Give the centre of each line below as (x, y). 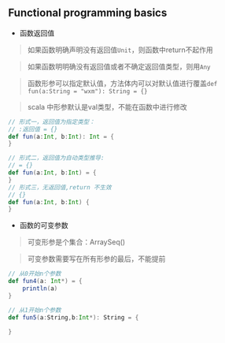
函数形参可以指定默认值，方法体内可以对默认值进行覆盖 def (122, 83)
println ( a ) (40, 289)
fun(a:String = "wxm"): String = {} (87, 91)
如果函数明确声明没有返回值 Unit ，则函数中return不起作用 (120, 50)
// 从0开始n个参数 (35, 274)
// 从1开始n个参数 (35, 310)
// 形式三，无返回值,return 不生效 (60, 187)
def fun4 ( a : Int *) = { (45, 281)
